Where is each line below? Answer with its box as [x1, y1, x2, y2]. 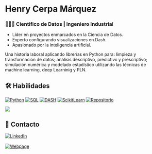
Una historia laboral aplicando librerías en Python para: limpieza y [5, 51, 136, 57]
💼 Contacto [5, 120, 40, 128]
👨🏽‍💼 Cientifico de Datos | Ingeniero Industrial [5, 21, 114, 28]
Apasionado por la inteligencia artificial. [12, 42, 91, 48]
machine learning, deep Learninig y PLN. [5, 67, 86, 73]
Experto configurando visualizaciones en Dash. [12, 37, 107, 43]
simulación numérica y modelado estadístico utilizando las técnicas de [5, 62, 147, 68]
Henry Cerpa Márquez [5, 3, 97, 15]
